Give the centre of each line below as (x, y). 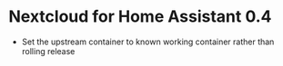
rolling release (48, 51)
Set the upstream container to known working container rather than (148, 42)
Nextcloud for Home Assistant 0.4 (140, 17)
